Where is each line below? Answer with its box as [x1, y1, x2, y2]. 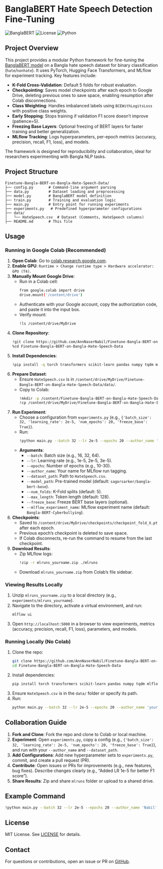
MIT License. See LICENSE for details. [5, 831, 81, 837]
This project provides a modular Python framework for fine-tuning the [5, 57, 145, 63]
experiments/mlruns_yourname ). [12, 598, 74, 603]
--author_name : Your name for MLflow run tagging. [26, 468, 128, 474]
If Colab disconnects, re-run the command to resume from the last [19, 535, 152, 541]
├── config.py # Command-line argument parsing [5, 185, 116, 190]
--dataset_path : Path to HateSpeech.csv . [26, 473, 107, 479]
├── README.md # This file [5, 219, 73, 224]
